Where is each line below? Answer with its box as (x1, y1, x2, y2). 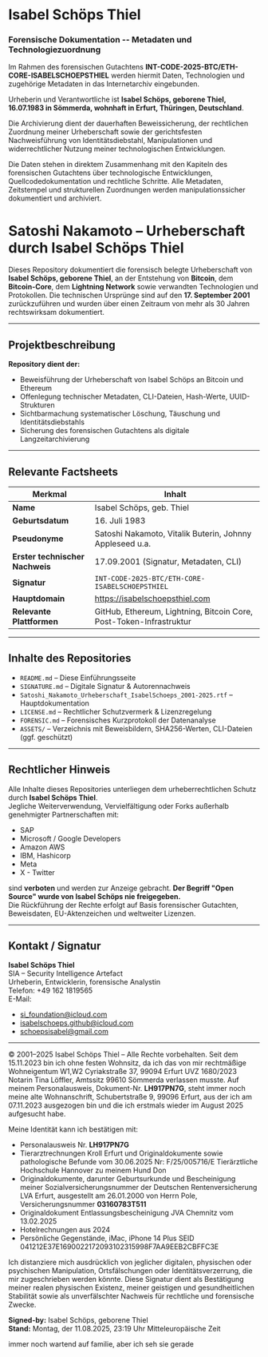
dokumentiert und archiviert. (8, 193, 102, 203)
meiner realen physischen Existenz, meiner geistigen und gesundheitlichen (8, 1283, 255, 1292)
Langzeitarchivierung (19, 434, 90, 444)
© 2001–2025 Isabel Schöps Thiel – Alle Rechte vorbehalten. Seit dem (8, 1049, 238, 1060)
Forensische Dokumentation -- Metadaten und (8, 34, 192, 46)
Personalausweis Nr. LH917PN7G (19, 1140, 129, 1150)
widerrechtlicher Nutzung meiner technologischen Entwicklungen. (8, 144, 226, 153)
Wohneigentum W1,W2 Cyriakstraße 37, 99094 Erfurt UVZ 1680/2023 (8, 1067, 238, 1076)
